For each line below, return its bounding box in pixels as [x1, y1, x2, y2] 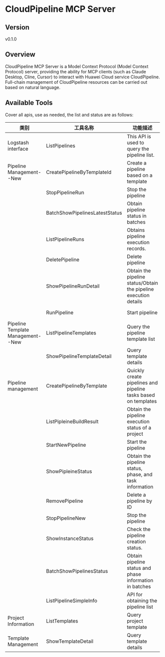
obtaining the [127, 597, 158, 604]
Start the [127, 438, 147, 445]
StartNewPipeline [46, 441, 86, 448]
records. [127, 245, 146, 252]
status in [127, 212, 147, 219]
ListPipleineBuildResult [46, 418, 99, 425]
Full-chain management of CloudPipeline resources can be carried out [5, 79, 147, 85]
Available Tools [5, 99, 53, 107]
